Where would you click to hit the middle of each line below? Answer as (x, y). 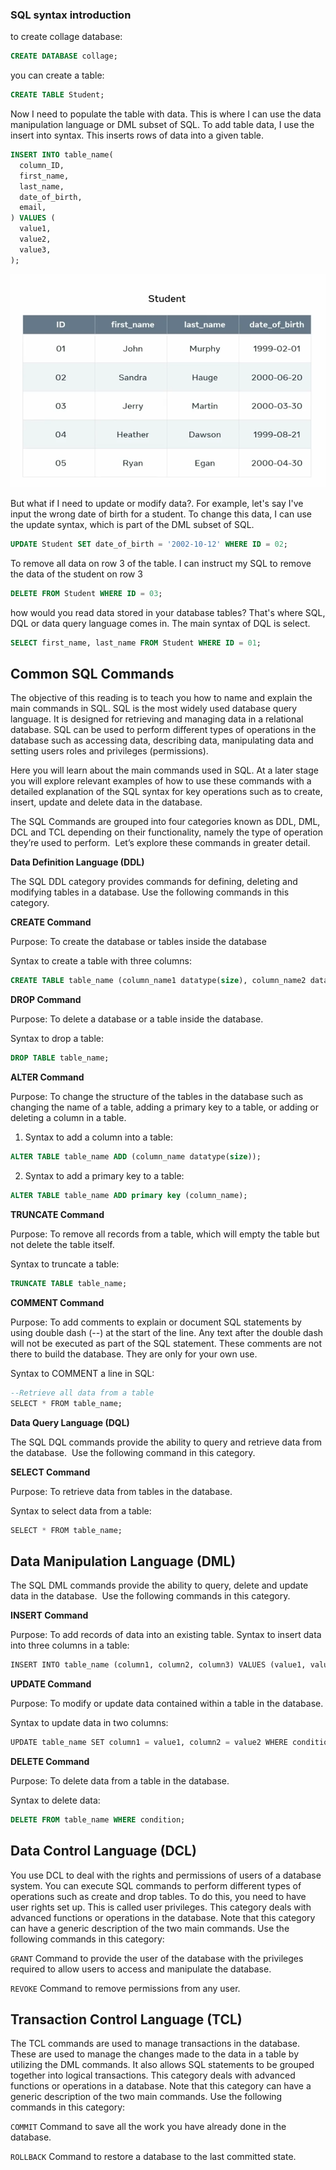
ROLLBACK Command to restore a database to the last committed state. (153, 2157)
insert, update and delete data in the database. (106, 802)
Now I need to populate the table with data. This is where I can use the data (166, 114)
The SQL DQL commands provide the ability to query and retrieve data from (166, 1442)
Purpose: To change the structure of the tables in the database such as (157, 1097)
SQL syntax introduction (71, 15)
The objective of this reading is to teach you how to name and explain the (161, 698)
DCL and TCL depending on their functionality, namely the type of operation (166, 832)
